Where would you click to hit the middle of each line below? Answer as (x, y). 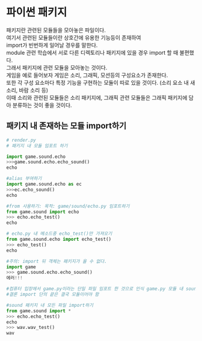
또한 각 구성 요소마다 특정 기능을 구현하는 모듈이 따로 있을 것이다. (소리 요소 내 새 (101, 82)
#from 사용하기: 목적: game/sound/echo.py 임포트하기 (68, 206)
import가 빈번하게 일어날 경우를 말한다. (52, 45)
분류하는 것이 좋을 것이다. (42, 105)
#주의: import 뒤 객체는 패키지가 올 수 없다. (57, 261)
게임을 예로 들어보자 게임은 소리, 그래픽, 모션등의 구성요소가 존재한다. (87, 75)
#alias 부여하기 (24, 179)
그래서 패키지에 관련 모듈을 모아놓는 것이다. (57, 67)
